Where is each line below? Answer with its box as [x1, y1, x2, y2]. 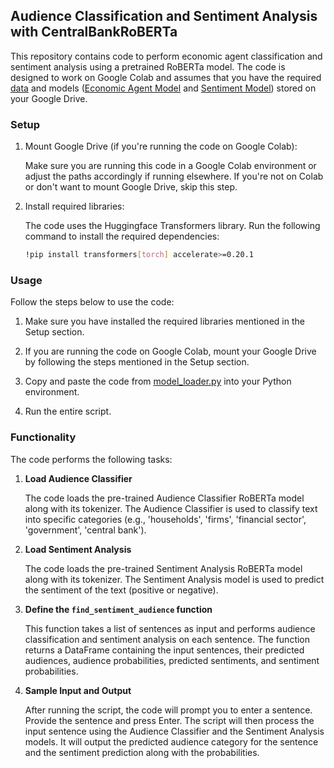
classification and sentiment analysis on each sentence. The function [24, 633, 311, 645]
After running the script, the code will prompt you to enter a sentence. [24, 704, 313, 716]
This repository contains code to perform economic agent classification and [10, 50, 323, 62]
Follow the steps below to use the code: [10, 296, 175, 308]
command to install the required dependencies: [24, 230, 220, 243]
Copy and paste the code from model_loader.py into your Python [24, 375, 292, 388]
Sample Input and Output [24, 684, 132, 696]
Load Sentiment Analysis [24, 543, 132, 555]
